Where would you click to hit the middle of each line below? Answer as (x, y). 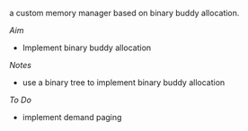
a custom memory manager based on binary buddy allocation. (124, 13)
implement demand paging (72, 117)
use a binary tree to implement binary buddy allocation (124, 83)
